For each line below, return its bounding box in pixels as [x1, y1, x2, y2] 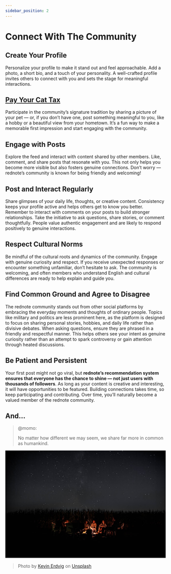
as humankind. [17, 440, 49, 447]
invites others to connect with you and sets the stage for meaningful [5, 75, 149, 82]
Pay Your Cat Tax [5, 96, 61, 105]
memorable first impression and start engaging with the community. [5, 125, 148, 132]
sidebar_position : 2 [5, 8, 49, 13]
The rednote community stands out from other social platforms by [5, 303, 144, 309]
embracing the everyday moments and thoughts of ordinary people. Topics [5, 309, 163, 315]
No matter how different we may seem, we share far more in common [17, 435, 164, 441]
